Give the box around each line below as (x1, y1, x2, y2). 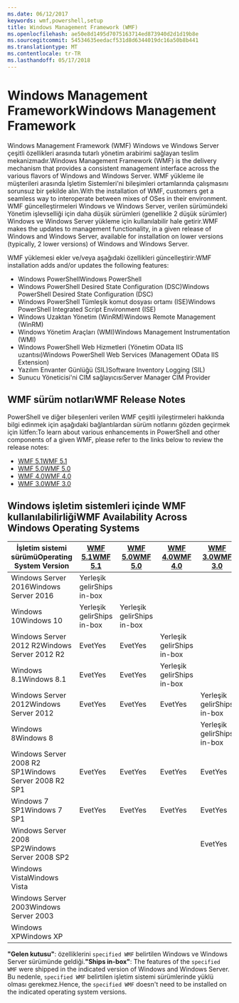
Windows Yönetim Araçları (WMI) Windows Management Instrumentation (17, 327, 230, 336)
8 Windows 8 (11, 733, 53, 743)
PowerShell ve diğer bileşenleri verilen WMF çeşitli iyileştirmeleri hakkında (7, 412, 225, 421)
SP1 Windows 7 (11, 805, 63, 815)
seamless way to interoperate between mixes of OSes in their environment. (7, 194, 228, 203)
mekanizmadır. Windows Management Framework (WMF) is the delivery (7, 156, 217, 164)
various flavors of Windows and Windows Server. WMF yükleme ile (7, 172, 204, 180)
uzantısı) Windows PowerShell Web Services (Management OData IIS (17, 350, 219, 359)
